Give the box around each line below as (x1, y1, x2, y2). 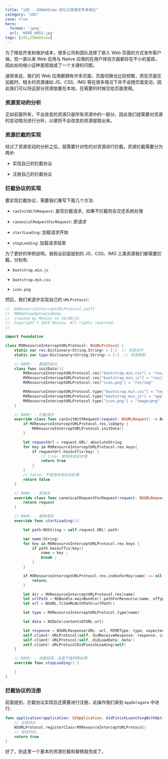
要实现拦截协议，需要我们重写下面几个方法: (5, 197, 94, 203)
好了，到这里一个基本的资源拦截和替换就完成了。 (5, 748, 106, 754)
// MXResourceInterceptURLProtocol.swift (5, 306, 95, 311)
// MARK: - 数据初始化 (14, 361, 57, 366)
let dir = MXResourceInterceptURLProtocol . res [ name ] (23, 592, 135, 597)
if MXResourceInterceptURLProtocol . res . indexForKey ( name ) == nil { (23, 573, 164, 578)
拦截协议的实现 (5, 185, 41, 192)
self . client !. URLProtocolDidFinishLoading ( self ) (23, 642, 126, 647)
